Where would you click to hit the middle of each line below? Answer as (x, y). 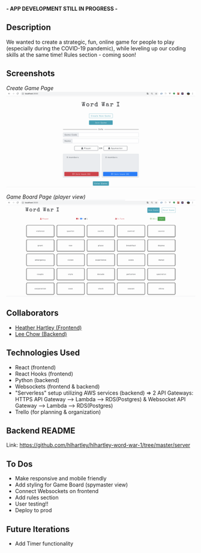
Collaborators (32, 313)
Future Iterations (38, 529)
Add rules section (37, 498)
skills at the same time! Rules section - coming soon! (71, 55)
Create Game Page (30, 88)
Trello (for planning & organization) (58, 412)
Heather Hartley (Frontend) (48, 327)
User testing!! (31, 504)
